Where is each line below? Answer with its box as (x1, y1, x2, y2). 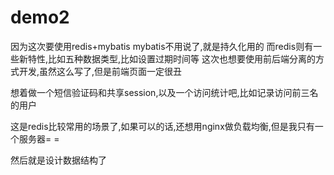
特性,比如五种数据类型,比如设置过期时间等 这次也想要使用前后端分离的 (27, 52, 317, 65)
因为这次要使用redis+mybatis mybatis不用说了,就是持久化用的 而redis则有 (10, 40, 314, 52)
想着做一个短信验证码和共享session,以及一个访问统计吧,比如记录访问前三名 (10, 86, 319, 98)
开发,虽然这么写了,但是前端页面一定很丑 (18, 65, 183, 77)
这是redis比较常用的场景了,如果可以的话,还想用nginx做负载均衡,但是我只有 (10, 120, 315, 132)
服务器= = (18, 132, 60, 145)
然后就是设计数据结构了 (10, 154, 107, 166)
